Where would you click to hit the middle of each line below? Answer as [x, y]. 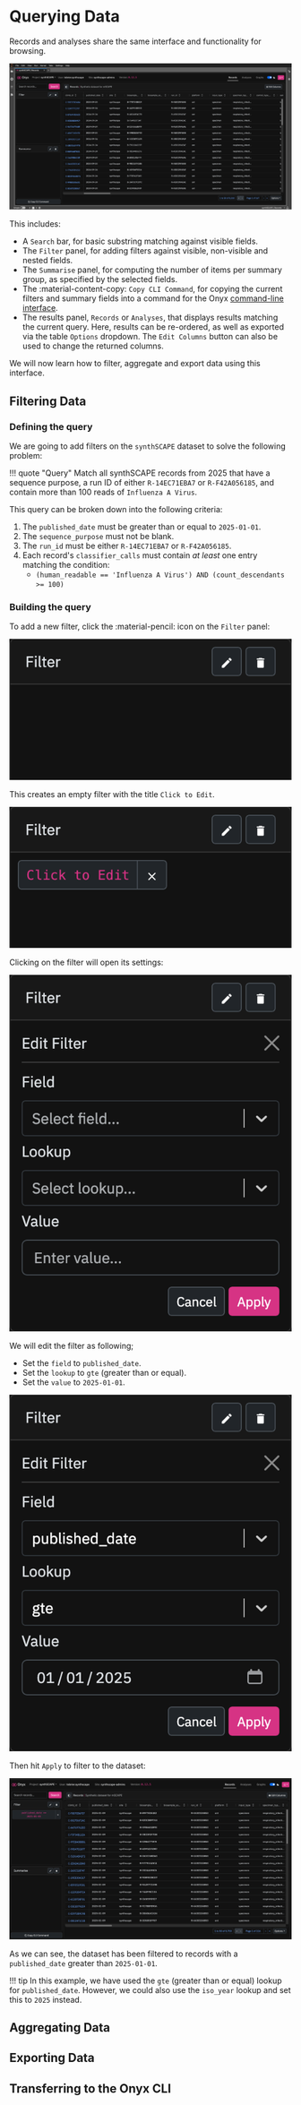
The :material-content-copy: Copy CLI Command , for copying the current [152, 289]
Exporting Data [52, 2058]
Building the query [50, 606]
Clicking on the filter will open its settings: [86, 962]
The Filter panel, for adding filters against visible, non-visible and [145, 251]
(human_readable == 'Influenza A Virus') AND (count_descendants [160, 575]
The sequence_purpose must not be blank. [98, 536]
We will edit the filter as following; [72, 1345]
